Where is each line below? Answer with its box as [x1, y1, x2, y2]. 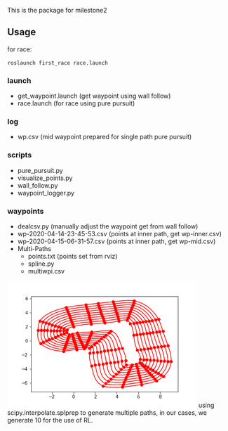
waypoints [7, 206, 44, 216]
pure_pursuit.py [17, 166, 63, 174]
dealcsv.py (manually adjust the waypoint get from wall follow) [17, 222, 199, 231]
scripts [7, 150, 32, 160]
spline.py [27, 259, 55, 268]
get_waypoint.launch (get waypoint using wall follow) [17, 91, 171, 101]
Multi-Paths [17, 245, 51, 252]
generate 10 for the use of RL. [7, 416, 93, 424]
